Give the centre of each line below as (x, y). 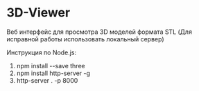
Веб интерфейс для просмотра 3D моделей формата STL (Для (99, 32)
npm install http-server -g (53, 73)
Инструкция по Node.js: (42, 52)
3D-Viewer (38, 13)
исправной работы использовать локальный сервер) (85, 39)
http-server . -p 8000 (47, 80)
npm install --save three (51, 65)
